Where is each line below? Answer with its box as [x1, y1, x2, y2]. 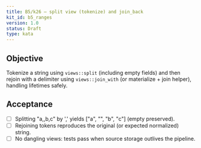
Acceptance [6, 99, 53, 110]
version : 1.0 [6, 20, 39, 26]
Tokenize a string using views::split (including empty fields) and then [6, 69, 181, 76]
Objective [6, 53, 44, 64]
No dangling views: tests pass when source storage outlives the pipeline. [14, 135, 196, 142]
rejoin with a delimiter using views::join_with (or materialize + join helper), [6, 75, 192, 83]
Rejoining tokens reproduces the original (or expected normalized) [14, 122, 179, 129]
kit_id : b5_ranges [6, 14, 52, 20]
